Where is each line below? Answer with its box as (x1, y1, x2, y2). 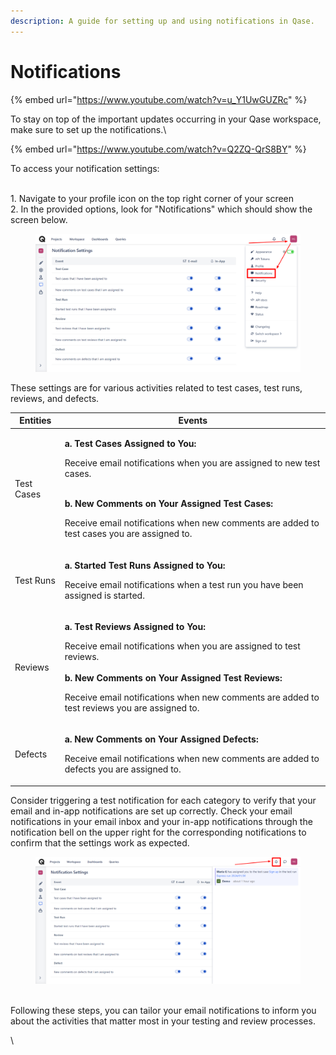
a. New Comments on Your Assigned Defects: (64, 733, 259, 745)
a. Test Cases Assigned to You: (64, 438, 197, 450)
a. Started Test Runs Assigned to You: (64, 559, 226, 571)
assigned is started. (64, 589, 145, 601)
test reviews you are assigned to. (64, 701, 200, 714)
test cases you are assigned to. (64, 528, 193, 540)
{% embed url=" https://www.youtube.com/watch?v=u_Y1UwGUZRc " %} (10, 93, 308, 105)
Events (178, 415, 208, 427)
